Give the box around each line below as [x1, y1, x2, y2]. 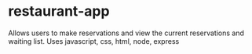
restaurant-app [8, 2, 110, 20]
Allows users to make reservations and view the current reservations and [8, 28, 245, 38]
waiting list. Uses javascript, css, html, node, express [8, 36, 180, 45]
